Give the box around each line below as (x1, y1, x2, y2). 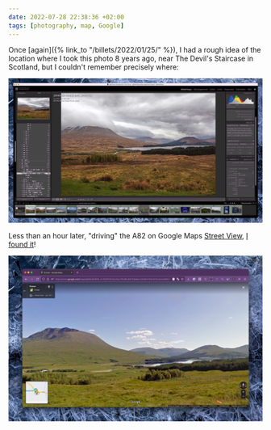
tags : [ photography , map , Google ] (8, 21, 125, 30)
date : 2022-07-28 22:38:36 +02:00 (8, 13, 125, 21)
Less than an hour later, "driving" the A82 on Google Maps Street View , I (8, 231, 248, 241)
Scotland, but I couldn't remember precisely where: (8, 61, 179, 72)
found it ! (8, 239, 36, 250)
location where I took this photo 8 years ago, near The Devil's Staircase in (8, 53, 254, 63)
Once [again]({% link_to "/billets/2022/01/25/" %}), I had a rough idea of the (8, 44, 261, 54)
